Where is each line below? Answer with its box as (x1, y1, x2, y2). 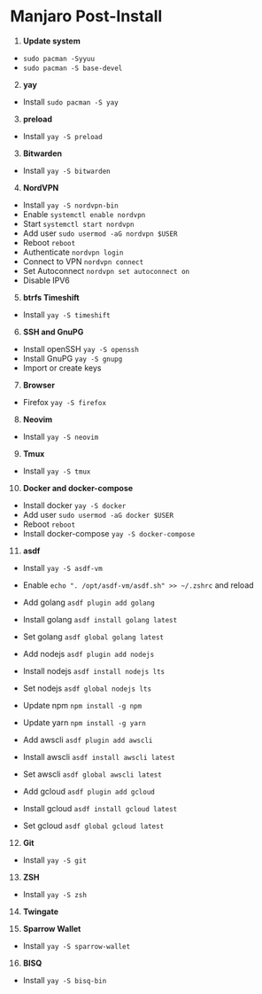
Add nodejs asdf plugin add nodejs (22, 648, 155, 659)
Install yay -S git (22, 854, 88, 865)
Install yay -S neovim (22, 431, 99, 442)
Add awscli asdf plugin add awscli (22, 734, 153, 745)
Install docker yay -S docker (22, 499, 127, 511)
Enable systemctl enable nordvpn (22, 208, 146, 219)
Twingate (22, 906, 58, 917)
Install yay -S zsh (22, 888, 88, 899)
